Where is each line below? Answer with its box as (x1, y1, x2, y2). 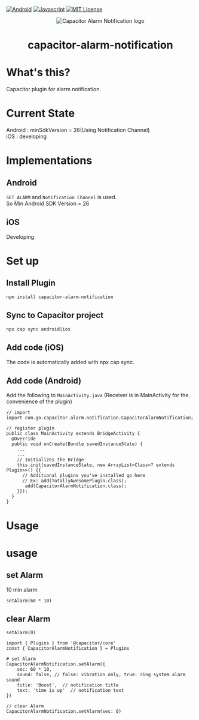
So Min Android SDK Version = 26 (6, 200, 90, 207)
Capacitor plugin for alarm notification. (6, 86, 102, 93)
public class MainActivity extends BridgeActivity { (6, 431, 140, 437)
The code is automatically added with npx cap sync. (6, 358, 134, 365)
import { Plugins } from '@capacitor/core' (6, 640, 117, 646)
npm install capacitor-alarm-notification (6, 294, 114, 300)
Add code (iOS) (6, 343, 65, 353)
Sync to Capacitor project (6, 310, 103, 320)
